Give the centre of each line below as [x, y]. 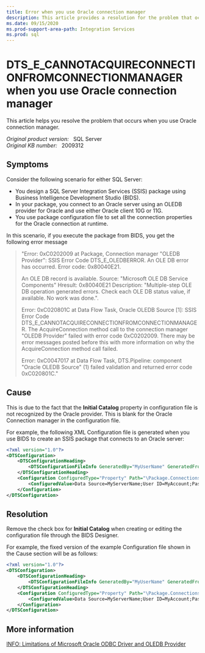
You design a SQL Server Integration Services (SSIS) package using [100, 191]
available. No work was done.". [60, 298]
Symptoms [27, 164]
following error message [37, 242]
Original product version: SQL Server [54, 139]
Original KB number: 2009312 [45, 146]
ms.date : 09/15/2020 [33, 23]
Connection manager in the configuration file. [63, 420]
